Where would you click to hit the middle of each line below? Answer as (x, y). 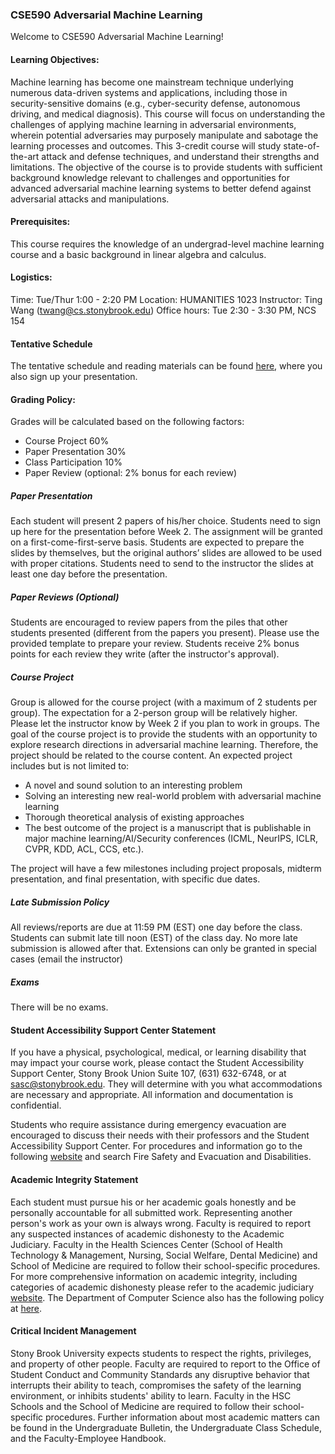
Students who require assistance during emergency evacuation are (148, 1125)
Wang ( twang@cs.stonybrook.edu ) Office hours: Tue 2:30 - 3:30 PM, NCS (163, 310)
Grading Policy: (43, 399)
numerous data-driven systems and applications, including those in (149, 92)
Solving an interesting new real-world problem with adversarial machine (173, 796)
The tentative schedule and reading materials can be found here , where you (166, 366)
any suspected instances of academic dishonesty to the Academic (147, 1234)
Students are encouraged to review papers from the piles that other (149, 622)
